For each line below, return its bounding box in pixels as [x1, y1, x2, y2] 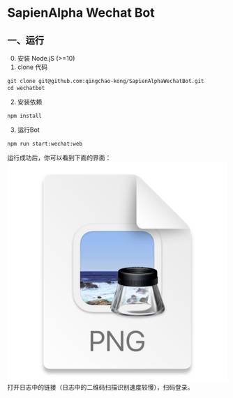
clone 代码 [17, 63, 47, 71]
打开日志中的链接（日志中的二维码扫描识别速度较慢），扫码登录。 [7, 383, 194, 391]
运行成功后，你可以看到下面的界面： [7, 153, 112, 162]
